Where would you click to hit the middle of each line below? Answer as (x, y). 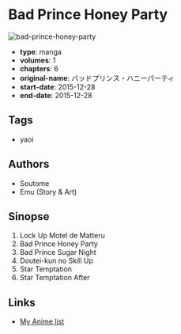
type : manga (40, 51)
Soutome (34, 183)
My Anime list (42, 321)
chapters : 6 (39, 68)
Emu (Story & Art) (48, 192)
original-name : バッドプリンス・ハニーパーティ (97, 78)
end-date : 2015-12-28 (56, 95)
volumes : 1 (38, 60)
